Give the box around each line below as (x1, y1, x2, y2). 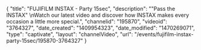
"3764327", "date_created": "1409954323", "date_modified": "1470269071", (6, 24, 195, 31)
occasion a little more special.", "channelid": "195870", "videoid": (6, 18, 167, 25)
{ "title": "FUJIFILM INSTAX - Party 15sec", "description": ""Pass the (6, 5, 176, 12)
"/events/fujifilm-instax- (134, 31, 194, 38)
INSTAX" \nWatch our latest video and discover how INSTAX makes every (6, 11, 190, 19)
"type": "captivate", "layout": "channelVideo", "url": (6, 31, 133, 38)
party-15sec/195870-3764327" (6, 37, 83, 44)
